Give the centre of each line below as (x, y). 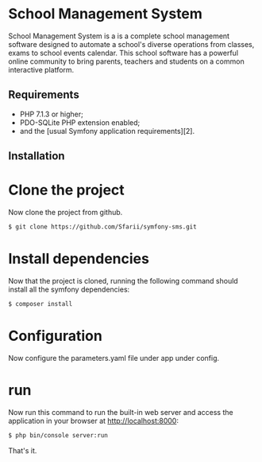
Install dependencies (79, 259)
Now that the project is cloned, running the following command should (123, 280)
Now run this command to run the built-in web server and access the (121, 412)
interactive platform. (41, 69)
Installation (37, 156)
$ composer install (40, 303)
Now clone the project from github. (65, 213)
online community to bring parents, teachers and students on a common (126, 61)
